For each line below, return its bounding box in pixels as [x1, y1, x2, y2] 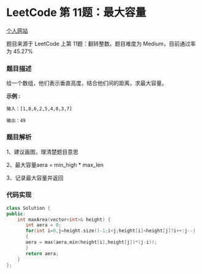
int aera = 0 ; [25, 222, 62, 228]
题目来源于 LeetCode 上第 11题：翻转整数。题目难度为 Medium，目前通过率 [6, 40, 196, 47]
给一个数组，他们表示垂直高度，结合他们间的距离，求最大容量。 [6, 80, 167, 87]
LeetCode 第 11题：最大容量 [6, 6, 147, 20]
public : [6, 210, 26, 217]
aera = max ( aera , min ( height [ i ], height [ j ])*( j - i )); [25, 239, 157, 245]
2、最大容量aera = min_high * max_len [6, 161, 104, 168]
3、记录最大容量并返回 [6, 174, 64, 181]
